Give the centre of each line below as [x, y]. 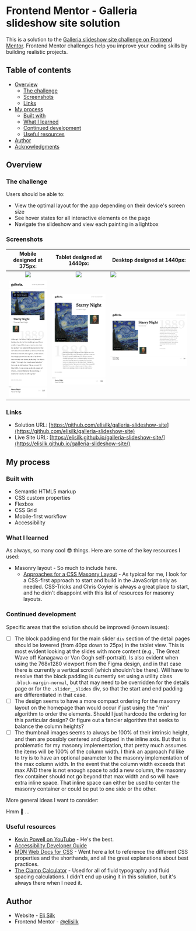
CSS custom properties [43, 498]
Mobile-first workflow [41, 517]
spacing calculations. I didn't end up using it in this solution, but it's [95, 877]
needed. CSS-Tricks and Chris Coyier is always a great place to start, [106, 587]
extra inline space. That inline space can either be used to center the [97, 782]
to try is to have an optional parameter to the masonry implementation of [101, 757]
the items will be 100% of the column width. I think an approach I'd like [99, 751]
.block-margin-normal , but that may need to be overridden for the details [102, 682]
